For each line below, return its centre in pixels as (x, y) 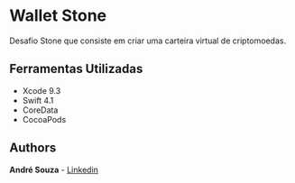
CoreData (40, 110)
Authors (33, 148)
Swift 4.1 (38, 100)
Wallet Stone (58, 16)
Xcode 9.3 (41, 90)
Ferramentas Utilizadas (76, 69)
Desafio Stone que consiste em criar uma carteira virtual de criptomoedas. (148, 41)
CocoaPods (44, 119)
